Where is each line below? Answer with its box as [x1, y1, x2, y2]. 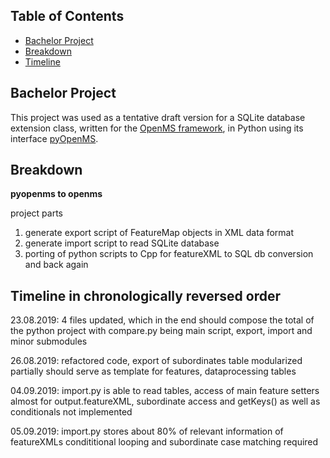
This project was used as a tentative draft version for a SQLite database [10, 111, 306, 123]
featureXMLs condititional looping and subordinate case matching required [10, 436, 319, 448]
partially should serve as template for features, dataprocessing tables [10, 365, 297, 378]
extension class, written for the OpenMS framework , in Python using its [10, 122, 304, 134]
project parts [10, 207, 63, 219]
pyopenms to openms [10, 188, 103, 200]
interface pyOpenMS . [10, 132, 99, 144]
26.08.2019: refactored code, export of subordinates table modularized [10, 355, 303, 367]
